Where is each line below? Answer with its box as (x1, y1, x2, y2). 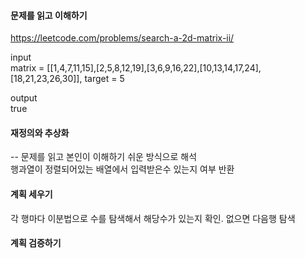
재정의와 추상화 (10, 126, 70, 139)
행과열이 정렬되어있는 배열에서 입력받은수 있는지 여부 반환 (10, 163, 235, 175)
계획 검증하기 (10, 237, 62, 249)
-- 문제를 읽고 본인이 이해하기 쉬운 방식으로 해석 (10, 151, 198, 163)
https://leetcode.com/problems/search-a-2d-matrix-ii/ (10, 32, 235, 44)
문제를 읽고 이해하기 (10, 9, 88, 21)
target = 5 (84, 73, 125, 85)
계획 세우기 (10, 188, 53, 200)
